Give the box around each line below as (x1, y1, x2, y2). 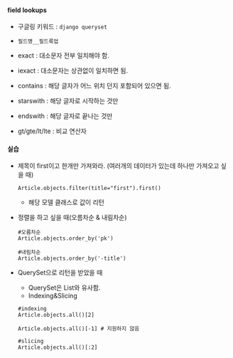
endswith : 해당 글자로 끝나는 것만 (17, 112, 113, 120)
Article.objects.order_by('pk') (17, 235, 114, 242)
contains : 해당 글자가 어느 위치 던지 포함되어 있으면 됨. (17, 82, 172, 90)
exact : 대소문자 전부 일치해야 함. (17, 51, 110, 60)
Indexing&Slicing (28, 292, 77, 300)
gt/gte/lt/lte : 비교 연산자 (17, 127, 87, 135)
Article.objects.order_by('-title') (17, 255, 126, 263)
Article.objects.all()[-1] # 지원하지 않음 (17, 325, 140, 332)
